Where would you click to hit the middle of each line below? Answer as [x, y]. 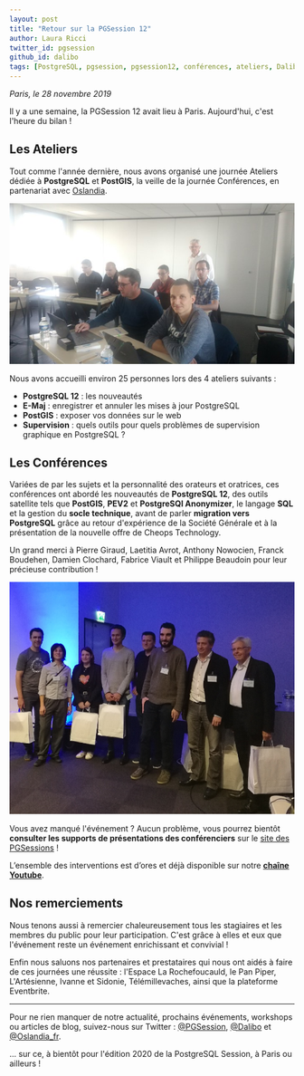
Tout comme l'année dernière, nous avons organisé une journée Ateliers [144, 171]
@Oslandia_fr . [35, 1036]
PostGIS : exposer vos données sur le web [102, 415]
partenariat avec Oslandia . [58, 190]
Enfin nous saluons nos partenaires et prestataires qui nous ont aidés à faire [151, 962]
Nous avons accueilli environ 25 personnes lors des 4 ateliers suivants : [143, 378]
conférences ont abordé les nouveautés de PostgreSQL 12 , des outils [139, 495]
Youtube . [27, 875]
